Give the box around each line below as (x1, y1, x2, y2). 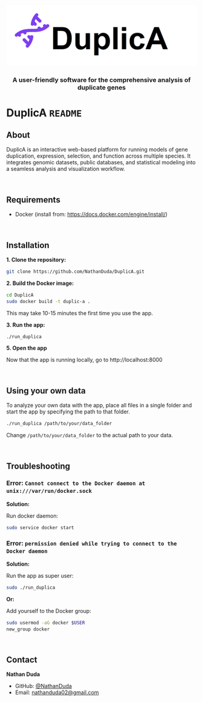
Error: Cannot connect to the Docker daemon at (6, 479, 146, 487)
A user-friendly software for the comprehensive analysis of (12, 76, 191, 84)
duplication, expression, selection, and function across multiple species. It (6, 152, 191, 159)
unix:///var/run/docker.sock (6, 487, 93, 495)
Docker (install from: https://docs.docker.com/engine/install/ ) (15, 211, 168, 218)
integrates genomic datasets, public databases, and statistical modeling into (6, 159, 196, 166)
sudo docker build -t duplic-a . (6, 298, 91, 304)
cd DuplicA (6, 292, 34, 298)
